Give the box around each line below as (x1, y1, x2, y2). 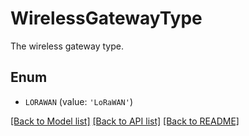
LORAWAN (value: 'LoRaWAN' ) (24, 95, 133, 107)
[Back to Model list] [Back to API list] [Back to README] (10, 115, 240, 127)
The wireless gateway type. (10, 40, 124, 52)
